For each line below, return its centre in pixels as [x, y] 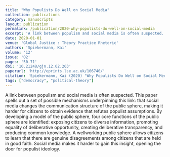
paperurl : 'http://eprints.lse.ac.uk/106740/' [55, 71]
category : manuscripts [29, 19]
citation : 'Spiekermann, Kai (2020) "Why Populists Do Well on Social [81, 76]
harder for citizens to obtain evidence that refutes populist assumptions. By [84, 111]
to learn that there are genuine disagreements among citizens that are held [83, 138]
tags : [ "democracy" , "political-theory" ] [50, 81]
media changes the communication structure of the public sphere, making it [84, 106]
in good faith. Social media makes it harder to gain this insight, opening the [83, 143]
